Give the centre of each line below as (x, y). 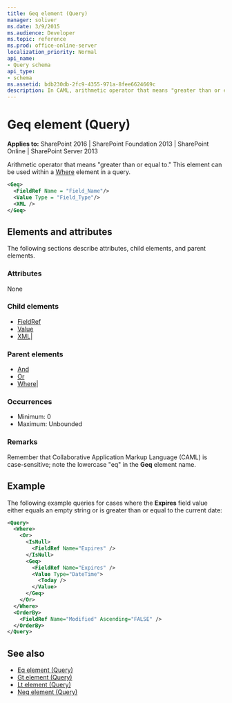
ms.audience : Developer (41, 33)
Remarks (22, 442)
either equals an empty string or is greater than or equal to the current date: (115, 510)
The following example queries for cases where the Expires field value (108, 503)
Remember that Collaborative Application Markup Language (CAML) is (107, 457)
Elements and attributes (60, 232)
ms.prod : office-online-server (52, 46)
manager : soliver (32, 20)
